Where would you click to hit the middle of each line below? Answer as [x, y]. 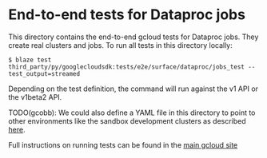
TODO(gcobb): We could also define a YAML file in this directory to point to [132, 113]
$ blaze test [30, 60]
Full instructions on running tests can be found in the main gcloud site [123, 144]
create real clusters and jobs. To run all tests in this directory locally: [121, 45]
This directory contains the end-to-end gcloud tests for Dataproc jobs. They [133, 37]
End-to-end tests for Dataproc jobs [127, 15]
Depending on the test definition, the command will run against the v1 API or [133, 89]
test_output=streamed [44, 73]
